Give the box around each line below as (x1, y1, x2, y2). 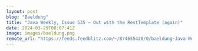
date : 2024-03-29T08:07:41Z (6, 25, 75, 31)
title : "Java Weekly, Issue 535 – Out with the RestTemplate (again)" (6, 19, 183, 25)
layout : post (6, 8, 38, 15)
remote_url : (6, 36, 35, 42)
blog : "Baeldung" (6, 14, 49, 20)
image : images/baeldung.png (6, 30, 75, 36)
